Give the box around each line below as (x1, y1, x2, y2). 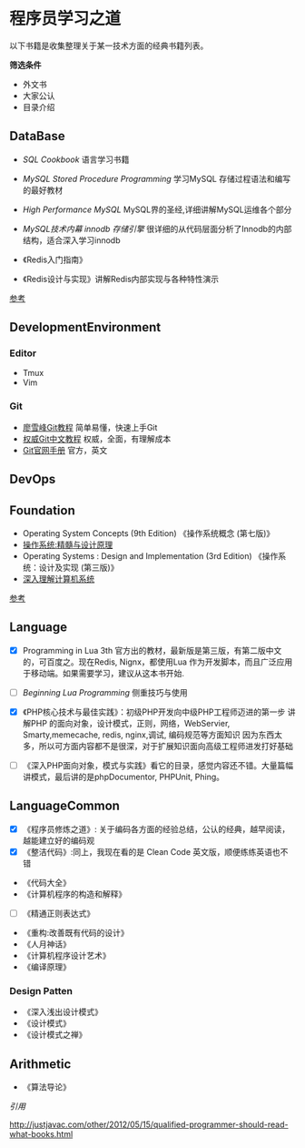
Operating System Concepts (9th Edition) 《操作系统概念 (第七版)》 (22, 527, 275, 538)
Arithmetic (9, 1056, 72, 1072)
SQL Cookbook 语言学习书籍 (22, 154, 130, 165)
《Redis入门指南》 (22, 254, 88, 265)
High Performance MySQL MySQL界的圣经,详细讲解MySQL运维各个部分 (22, 204, 292, 215)
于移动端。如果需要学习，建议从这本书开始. (22, 667, 184, 678)
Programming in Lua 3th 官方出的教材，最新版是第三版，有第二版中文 (22, 645, 282, 655)
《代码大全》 (22, 877, 71, 888)
